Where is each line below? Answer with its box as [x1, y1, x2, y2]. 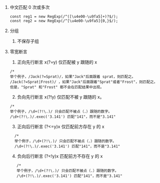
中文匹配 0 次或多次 [9, 4, 50, 10]
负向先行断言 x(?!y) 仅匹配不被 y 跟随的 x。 [17, 94, 104, 100]
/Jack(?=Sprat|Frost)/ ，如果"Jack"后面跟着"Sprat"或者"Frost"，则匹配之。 [9, 79, 158, 84]
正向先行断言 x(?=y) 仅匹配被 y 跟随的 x [17, 59, 97, 65]
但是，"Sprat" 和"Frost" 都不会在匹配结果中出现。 [9, 85, 104, 90]
